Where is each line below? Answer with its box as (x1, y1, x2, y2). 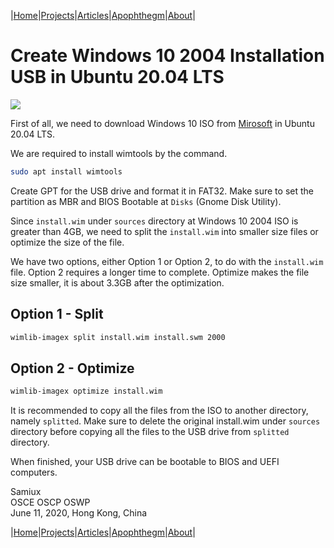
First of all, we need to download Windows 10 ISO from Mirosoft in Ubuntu (10, 117, 315, 129)
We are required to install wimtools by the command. (10, 147, 228, 159)
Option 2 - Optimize (10, 360, 135, 377)
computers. (10, 466, 58, 479)
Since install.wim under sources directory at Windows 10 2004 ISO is (10, 215, 299, 227)
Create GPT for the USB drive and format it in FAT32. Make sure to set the (10, 185, 314, 197)
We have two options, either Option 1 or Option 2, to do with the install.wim (10, 255, 324, 267)
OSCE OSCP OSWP (10, 496, 91, 509)
